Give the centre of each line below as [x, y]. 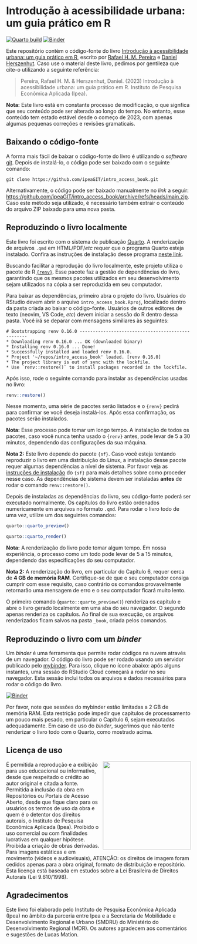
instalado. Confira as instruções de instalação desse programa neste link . [95, 254]
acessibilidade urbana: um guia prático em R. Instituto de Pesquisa [101, 87]
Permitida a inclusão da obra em [45, 789]
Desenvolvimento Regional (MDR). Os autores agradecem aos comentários [96, 928]
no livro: [16, 384]
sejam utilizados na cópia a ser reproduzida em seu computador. [84, 284]
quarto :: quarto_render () [36, 537]
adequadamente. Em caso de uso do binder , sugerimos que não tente [90, 726]
